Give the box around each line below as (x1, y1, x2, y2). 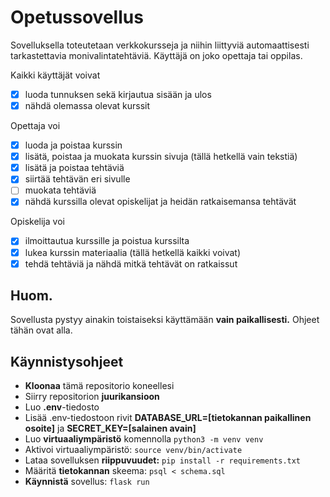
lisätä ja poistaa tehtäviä (24, 162, 125, 174)
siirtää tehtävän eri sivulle (24, 173, 131, 185)
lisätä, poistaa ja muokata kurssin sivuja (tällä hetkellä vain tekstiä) (24, 151, 298, 163)
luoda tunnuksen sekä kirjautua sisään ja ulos (24, 88, 212, 100)
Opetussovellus (10, 6, 144, 29)
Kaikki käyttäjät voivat (10, 69, 101, 81)
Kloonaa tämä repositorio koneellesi (24, 380, 175, 392)
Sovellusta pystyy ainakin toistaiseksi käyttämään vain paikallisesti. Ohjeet (10, 314, 320, 326)
